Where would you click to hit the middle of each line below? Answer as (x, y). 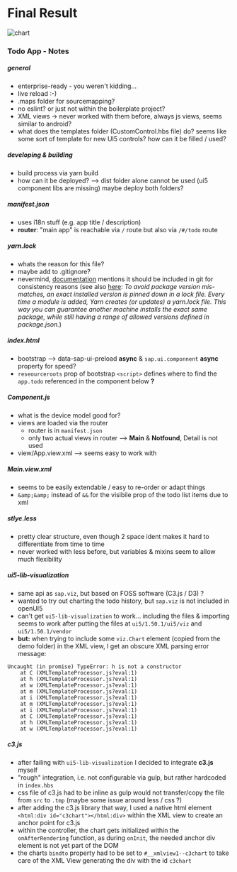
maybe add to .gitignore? (54, 271)
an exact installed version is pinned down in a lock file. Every (135, 294)
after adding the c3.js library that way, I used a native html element (115, 807)
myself (27, 770)
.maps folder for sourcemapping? (66, 101)
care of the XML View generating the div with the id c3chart (105, 860)
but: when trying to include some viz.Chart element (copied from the (119, 638)
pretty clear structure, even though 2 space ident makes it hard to (114, 536)
